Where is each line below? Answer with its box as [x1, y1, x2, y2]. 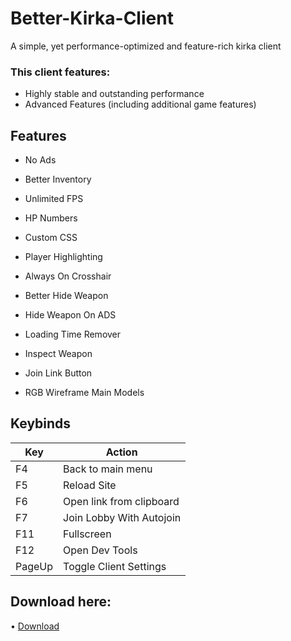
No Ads [24, 154, 57, 166]
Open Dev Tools [63, 543, 138, 557]
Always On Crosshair [24, 270, 112, 282]
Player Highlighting [24, 251, 103, 263]
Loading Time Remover [24, 328, 122, 341]
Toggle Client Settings [63, 559, 167, 573]
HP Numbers [24, 212, 78, 224]
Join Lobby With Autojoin [63, 510, 182, 524]
